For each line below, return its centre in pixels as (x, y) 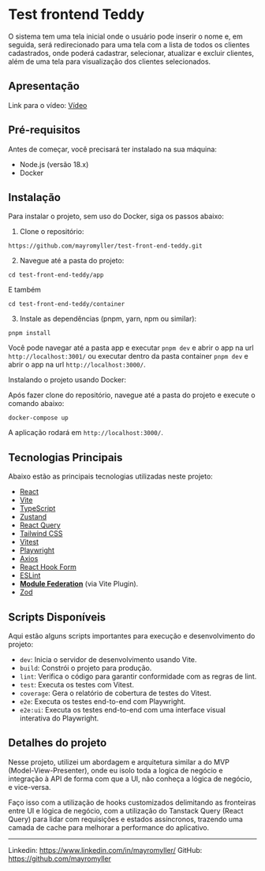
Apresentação (44, 86)
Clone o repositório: (52, 232)
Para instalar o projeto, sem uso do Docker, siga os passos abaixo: (116, 216)
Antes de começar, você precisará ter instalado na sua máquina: (112, 149)
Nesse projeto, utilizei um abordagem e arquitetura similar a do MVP (119, 761)
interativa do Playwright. (59, 718)
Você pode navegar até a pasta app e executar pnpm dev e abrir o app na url (131, 348)
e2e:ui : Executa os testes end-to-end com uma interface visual (123, 710)
